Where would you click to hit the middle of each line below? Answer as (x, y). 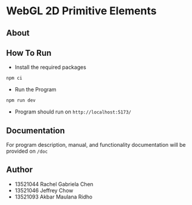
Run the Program (35, 90)
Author (19, 170)
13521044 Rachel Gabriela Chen (54, 184)
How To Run (29, 53)
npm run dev (21, 100)
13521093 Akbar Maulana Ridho (53, 197)
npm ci (14, 78)
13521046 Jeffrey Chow (44, 190)
